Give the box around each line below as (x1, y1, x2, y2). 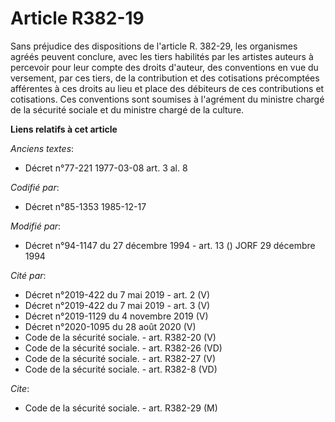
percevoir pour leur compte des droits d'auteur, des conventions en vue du (10, 61, 319, 73)
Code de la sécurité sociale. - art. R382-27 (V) (24, 352, 217, 364)
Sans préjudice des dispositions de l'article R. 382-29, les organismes (10, 40, 298, 52)
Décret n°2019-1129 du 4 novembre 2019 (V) (24, 310, 209, 322)
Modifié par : (10, 220, 62, 232)
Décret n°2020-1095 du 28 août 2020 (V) (24, 320, 197, 332)
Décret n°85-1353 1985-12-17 (24, 200, 147, 212)
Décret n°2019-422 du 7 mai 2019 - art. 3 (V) (24, 299, 211, 311)
